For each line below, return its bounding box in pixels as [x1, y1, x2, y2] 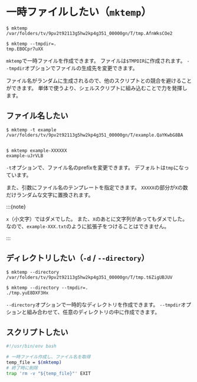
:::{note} [6, 203, 27, 210]
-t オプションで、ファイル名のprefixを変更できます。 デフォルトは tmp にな [6, 164, 184, 171]
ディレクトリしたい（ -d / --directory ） [6, 253, 149, 263]
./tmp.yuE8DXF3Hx [6, 290, 49, 296]
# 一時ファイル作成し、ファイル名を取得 [6, 354, 91, 360]
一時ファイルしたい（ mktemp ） [6, 5, 152, 19]
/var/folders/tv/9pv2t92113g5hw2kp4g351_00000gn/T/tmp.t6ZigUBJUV [6, 274, 173, 280]
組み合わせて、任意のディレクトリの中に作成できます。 [26, 308, 160, 315]
